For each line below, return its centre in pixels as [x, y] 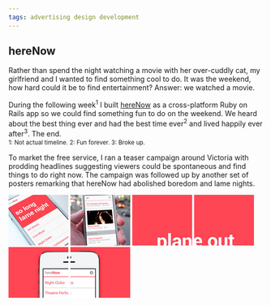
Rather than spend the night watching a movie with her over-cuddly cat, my [135, 71]
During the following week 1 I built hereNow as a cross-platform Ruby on [128, 104]
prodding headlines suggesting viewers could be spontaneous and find [127, 166]
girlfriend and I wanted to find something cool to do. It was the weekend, [130, 79]
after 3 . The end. [35, 132]
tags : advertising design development [74, 17]
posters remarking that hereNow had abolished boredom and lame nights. [132, 183]
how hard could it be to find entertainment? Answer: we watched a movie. [132, 88]
